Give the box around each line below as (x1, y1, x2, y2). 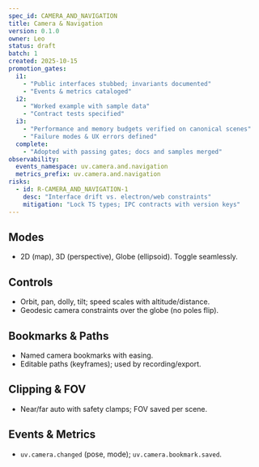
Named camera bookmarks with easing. (19, 350, 154, 360)
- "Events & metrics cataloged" (23, 87, 132, 96)
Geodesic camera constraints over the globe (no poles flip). (19, 306, 219, 315)
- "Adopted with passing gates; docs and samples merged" (23, 148, 223, 156)
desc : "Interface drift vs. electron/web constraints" (23, 192, 212, 201)
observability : (8, 155, 60, 163)
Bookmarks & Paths (8, 329, 109, 343)
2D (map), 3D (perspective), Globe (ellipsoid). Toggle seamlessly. (19, 252, 239, 262)
